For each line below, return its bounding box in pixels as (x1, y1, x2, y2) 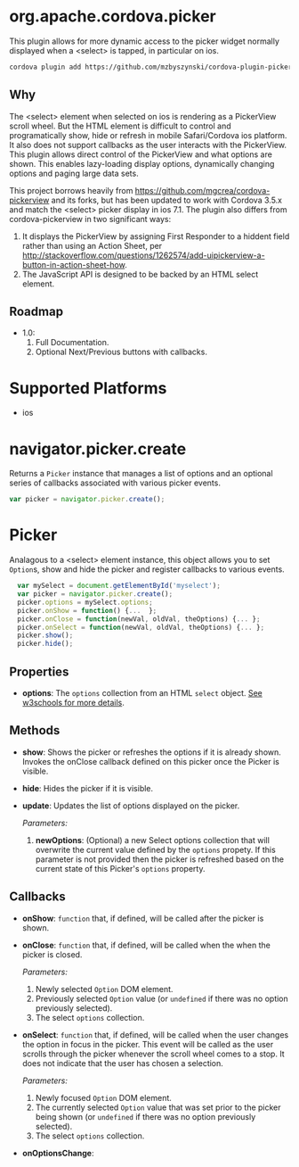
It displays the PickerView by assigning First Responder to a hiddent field (21, 230, 290, 242)
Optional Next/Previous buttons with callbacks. (35, 346, 207, 358)
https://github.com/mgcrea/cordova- (134, 185, 271, 195)
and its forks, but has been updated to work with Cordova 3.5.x (51, 194, 283, 205)
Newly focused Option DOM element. (35, 1092, 172, 1103)
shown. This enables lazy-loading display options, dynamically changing (9, 158, 275, 169)
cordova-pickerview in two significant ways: (9, 213, 172, 224)
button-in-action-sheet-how (21, 259, 125, 269)
